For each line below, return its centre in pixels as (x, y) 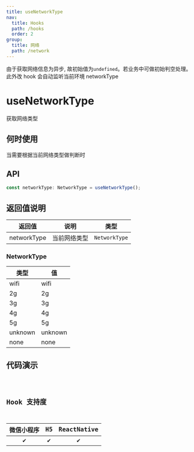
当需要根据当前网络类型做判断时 (46, 154)
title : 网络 (26, 46)
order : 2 (23, 34)
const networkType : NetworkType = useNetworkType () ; (74, 188)
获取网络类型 (22, 118)
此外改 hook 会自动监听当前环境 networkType (62, 76)
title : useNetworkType (35, 12)
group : (14, 40)
